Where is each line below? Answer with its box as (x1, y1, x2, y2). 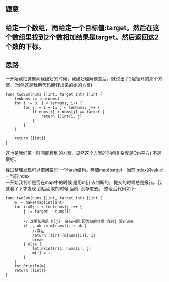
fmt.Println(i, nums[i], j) (32, 246, 92, 251)
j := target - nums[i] (23, 208, 71, 214)
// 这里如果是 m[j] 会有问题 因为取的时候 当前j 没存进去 (23, 219, 134, 224)
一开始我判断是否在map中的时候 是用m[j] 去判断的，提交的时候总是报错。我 (5, 179, 162, 185)
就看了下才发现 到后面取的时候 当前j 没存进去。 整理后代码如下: (5, 185, 137, 191)
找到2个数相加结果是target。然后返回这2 (31, 33, 159, 41)
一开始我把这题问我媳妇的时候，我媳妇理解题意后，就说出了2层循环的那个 (5, 75, 158, 82)
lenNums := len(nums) (14, 96, 60, 101)
